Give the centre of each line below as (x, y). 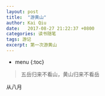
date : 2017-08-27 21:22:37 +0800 (50, 28)
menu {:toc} (30, 62)
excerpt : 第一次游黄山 (32, 45)
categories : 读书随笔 (31, 34)
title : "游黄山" (26, 17)
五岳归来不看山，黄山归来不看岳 (60, 74)
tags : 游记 (19, 39)
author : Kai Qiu (26, 23)
